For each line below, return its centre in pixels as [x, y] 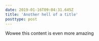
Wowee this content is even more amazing [49, 33]
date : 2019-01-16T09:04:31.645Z [39, 10]
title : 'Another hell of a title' [42, 14]
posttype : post [21, 19]
